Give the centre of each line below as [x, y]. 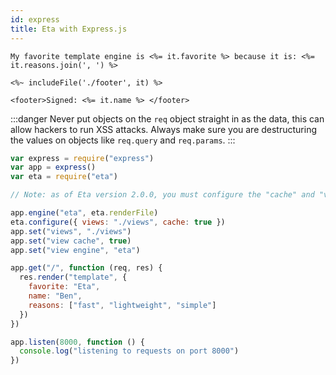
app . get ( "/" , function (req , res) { [86, 268]
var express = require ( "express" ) [82, 158]
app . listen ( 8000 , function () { [77, 342]
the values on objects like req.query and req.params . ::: [123, 140]
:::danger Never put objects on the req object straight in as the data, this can [167, 118]
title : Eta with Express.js [69, 29]
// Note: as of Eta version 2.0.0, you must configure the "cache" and [162, 195]
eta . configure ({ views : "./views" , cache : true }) [118, 222]
